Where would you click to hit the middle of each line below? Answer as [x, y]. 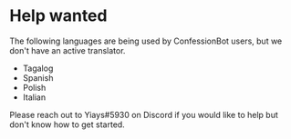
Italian [34, 97]
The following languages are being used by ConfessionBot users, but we [146, 41]
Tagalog [38, 68]
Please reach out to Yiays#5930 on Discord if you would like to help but [144, 114]
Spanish [38, 77]
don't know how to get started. [67, 124]
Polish [34, 87]
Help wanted [58, 16]
